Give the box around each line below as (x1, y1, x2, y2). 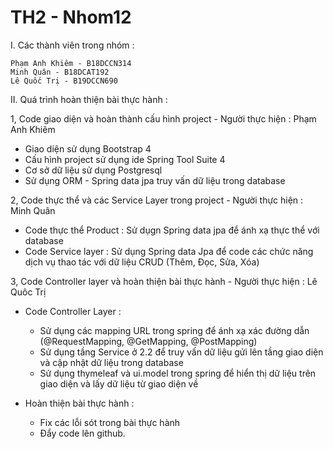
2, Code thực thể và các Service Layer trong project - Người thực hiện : (10, 194, 304, 206)
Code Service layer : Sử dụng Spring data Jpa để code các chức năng (24, 245, 314, 257)
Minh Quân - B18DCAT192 (10, 67, 110, 77)
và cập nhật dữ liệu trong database (39, 356, 184, 368)
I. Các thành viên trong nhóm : (10, 39, 135, 51)
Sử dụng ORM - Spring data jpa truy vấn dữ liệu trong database (24, 174, 286, 186)
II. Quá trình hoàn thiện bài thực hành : (10, 93, 168, 105)
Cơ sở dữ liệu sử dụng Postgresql (24, 164, 163, 176)
